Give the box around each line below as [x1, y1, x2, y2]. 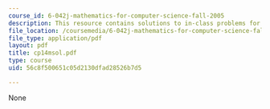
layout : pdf [8, 42, 48, 50]
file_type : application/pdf [8, 34, 103, 42]
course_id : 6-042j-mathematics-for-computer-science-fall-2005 [8, 11, 225, 20]
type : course [8, 57, 52, 65]
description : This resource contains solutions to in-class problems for [8, 19, 261, 27]
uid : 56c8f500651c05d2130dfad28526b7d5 [8, 64, 142, 72]
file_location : [8, 26, 59, 34]
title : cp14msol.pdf [8, 49, 78, 57]
